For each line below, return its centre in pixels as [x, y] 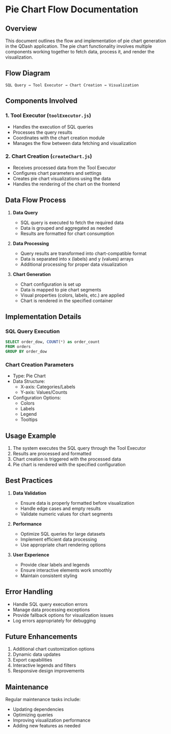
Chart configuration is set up [51, 284]
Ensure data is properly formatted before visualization [77, 503]
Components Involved [42, 101]
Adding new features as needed [46, 726]
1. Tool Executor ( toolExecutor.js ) [48, 116]
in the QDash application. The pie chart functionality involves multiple [79, 46]
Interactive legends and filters [44, 665]
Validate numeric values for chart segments [66, 514]
